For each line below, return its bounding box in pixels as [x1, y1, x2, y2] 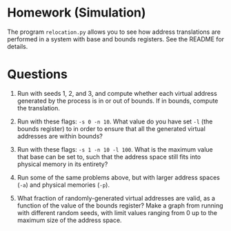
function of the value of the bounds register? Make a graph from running [17, 201, 223, 210]
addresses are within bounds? [17, 132, 103, 140]
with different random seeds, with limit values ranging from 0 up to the [17, 208, 217, 217]
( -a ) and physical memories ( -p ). [17, 181, 110, 189]
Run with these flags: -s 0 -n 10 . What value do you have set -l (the [17, 117, 213, 125]
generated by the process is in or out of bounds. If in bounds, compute [17, 97, 219, 105]
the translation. [17, 103, 61, 112]
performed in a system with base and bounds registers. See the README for [7, 34, 225, 43]
